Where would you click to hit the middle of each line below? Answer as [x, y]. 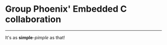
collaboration [33, 19]
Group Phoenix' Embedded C [66, 9]
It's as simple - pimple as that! [35, 37]
